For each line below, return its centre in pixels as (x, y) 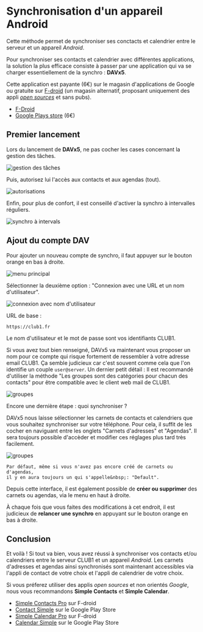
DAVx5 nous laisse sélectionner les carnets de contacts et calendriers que (100, 418)
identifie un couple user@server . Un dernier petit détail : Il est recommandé (100, 369)
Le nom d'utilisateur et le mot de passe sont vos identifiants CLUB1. (91, 338)
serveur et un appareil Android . (45, 48)
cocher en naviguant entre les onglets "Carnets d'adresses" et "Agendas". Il (101, 431)
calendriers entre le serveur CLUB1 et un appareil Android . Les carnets (95, 560)
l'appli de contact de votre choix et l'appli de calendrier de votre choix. (95, 573)
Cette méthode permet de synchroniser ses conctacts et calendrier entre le (101, 41)
